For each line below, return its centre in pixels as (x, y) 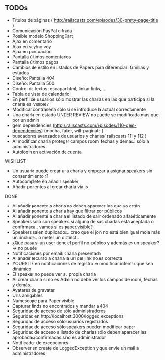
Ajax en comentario (32, 41)
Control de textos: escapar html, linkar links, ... (59, 88)
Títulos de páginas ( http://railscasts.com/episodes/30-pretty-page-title (85, 20)
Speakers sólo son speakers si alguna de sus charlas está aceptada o (83, 221)
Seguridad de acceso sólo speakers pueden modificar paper (74, 327)
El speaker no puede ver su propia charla (54, 274)
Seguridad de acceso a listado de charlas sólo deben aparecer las (79, 332)
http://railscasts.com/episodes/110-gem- (95, 125)
